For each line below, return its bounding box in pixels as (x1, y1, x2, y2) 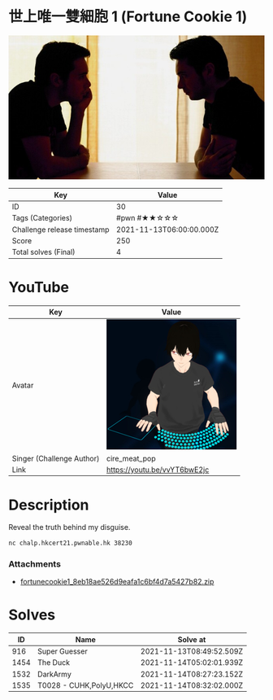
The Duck (37, 658, 71, 667)
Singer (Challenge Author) (11, 453, 100, 463)
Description (8, 496, 89, 514)
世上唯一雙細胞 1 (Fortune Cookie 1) (8, 7, 248, 26)
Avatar (11, 380, 34, 391)
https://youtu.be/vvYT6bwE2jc (106, 465, 210, 475)
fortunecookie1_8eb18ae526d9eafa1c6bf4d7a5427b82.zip (19, 577, 214, 587)
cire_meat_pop (106, 453, 156, 463)
